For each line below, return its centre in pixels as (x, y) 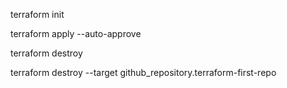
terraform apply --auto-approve (76, 33)
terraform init (37, 14)
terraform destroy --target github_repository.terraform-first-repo (143, 72)
